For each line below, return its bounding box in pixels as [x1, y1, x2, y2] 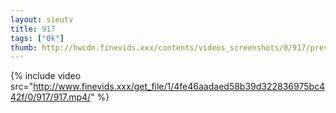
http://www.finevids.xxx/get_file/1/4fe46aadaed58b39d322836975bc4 [33, 81, 326, 93]
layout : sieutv [10, 14, 74, 25]
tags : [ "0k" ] [10, 33, 65, 43]
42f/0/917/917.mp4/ [10, 91, 92, 103]
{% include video [10, 70, 82, 82]
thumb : [10, 42, 38, 53]
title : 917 [10, 24, 56, 34]
